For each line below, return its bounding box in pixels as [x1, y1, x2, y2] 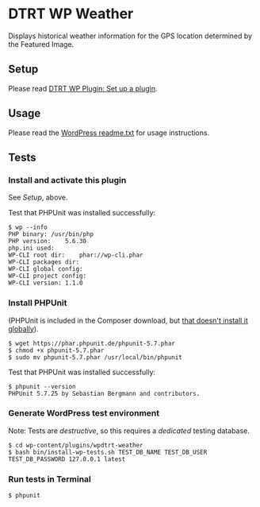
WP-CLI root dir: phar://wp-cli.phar [8, 251, 144, 259]
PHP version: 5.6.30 [8, 238, 87, 246]
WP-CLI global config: [8, 265, 83, 273]
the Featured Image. [8, 39, 75, 48]
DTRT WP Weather [8, 5, 134, 23]
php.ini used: [8, 244, 55, 253]
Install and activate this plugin [8, 174, 127, 185]
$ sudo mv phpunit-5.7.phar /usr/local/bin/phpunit [8, 353, 182, 362]
